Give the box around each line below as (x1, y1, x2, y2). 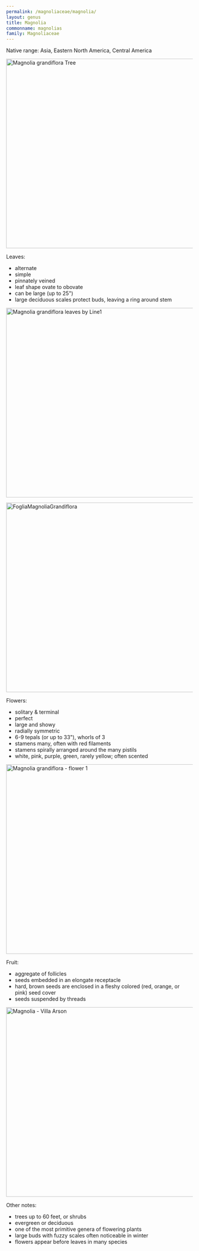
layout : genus (6, 14, 41, 20)
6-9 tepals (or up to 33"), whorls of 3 (14, 734, 105, 741)
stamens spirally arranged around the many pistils (14, 746, 137, 753)
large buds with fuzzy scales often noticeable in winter (14, 1232, 149, 1239)
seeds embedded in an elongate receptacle (14, 977, 121, 984)
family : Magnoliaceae (6, 31, 60, 37)
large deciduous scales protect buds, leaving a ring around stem (14, 296, 172, 303)
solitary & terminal (14, 708, 59, 716)
